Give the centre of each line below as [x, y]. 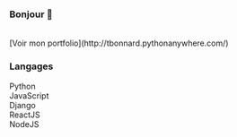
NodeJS [24, 124]
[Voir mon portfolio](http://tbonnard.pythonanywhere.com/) [119, 43]
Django [22, 105]
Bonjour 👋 [31, 14]
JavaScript [29, 95]
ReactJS [25, 115]
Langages [31, 66]
